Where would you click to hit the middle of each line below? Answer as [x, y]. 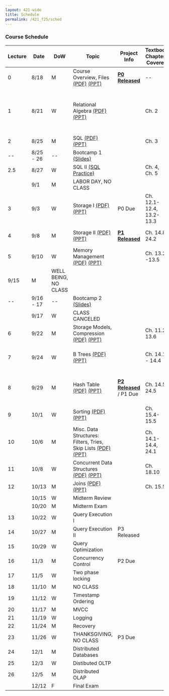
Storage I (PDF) [91, 205]
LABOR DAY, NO [92, 181]
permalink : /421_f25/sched [33, 19]
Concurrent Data [92, 462]
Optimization [88, 549]
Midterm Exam [90, 506]
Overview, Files [91, 77]
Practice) [83, 173]
